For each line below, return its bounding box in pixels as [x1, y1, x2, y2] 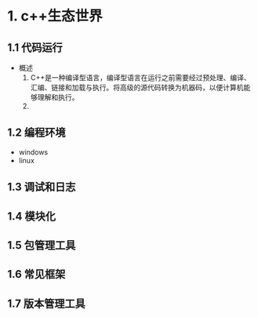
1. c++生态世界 [7, 7, 103, 25]
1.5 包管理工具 [7, 239, 76, 252]
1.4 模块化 [7, 210, 56, 223]
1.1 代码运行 [7, 41, 64, 54]
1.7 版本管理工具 [7, 297, 85, 310]
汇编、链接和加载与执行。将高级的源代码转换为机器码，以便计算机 [30, 83, 244, 92]
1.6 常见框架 [7, 268, 66, 281]
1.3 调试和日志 [7, 180, 76, 194]
